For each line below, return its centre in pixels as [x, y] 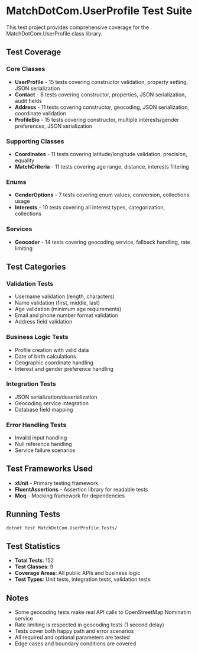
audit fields [28, 101]
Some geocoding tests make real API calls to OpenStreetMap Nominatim [103, 612]
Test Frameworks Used [50, 469]
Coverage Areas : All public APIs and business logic [77, 573]
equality [25, 160]
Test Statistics [33, 546]
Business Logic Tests [37, 337]
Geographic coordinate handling [54, 363]
